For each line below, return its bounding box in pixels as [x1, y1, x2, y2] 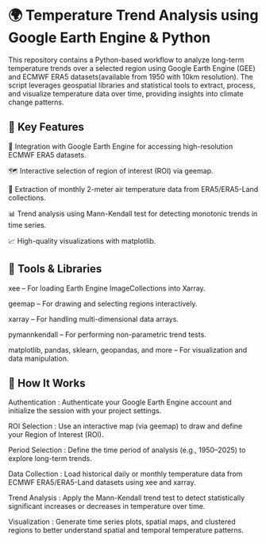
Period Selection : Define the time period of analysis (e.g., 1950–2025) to [8, 445, 246, 455]
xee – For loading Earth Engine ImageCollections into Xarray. [8, 283, 206, 293]
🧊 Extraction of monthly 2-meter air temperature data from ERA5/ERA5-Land [8, 184, 259, 193]
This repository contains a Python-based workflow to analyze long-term [8, 55, 245, 64]
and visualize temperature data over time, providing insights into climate [8, 88, 244, 98]
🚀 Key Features [8, 120, 85, 134]
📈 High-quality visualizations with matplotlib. [8, 236, 156, 245]
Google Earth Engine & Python [8, 29, 211, 47]
